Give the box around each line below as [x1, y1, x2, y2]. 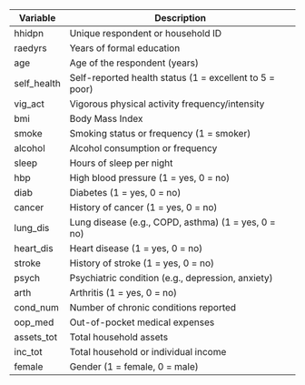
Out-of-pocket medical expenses [69, 316, 215, 329]
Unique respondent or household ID [69, 27, 222, 39]
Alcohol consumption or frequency [69, 142, 218, 154]
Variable [18, 12, 56, 24]
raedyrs [14, 42, 47, 54]
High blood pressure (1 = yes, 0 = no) [69, 172, 231, 184]
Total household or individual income [69, 346, 227, 358]
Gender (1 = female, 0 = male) [69, 360, 200, 372]
